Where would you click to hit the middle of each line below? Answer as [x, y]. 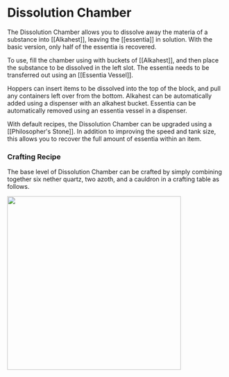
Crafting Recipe [34, 156]
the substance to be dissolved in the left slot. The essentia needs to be [108, 67]
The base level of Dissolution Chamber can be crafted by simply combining [114, 172]
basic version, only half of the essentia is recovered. [82, 47]
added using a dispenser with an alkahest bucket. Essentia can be [102, 103]
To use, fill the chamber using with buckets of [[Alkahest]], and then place [113, 60]
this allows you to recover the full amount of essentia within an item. [104, 139]
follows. [18, 187]
